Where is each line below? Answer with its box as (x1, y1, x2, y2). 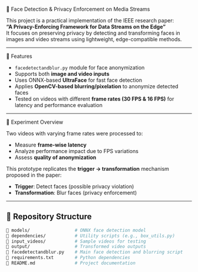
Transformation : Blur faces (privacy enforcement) (14, 189, 137, 196)
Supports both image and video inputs (14, 71, 110, 77)
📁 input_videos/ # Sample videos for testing (6, 238, 146, 244)
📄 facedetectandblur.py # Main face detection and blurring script (6, 249, 183, 256)
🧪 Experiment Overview (6, 118, 64, 125)
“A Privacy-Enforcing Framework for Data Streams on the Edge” (6, 24, 166, 30)
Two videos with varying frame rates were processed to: (6, 130, 143, 137)
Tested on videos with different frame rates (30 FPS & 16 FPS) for (14, 95, 174, 102)
